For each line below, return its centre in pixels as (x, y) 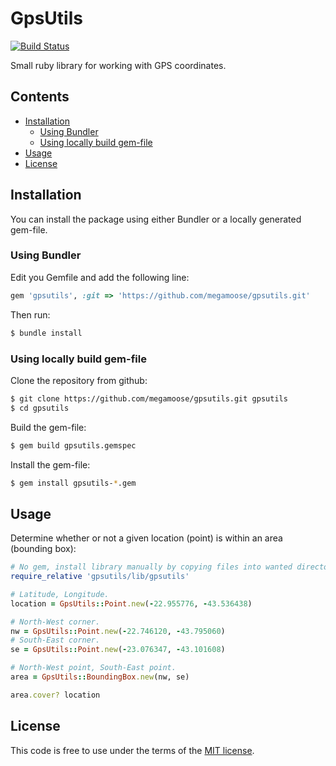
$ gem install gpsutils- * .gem (73, 483)
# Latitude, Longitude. (60, 594)
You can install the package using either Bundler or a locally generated (156, 219)
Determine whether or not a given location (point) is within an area (146, 538)
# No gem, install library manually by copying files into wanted (151, 567)
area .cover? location (55, 695)
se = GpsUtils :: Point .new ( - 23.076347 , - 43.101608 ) (118, 650)
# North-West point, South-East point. (93, 668)
